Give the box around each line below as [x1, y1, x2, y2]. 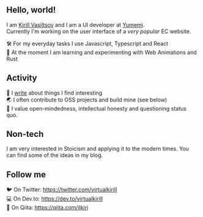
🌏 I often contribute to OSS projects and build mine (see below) [6, 96, 168, 103]
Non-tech [6, 129, 44, 139]
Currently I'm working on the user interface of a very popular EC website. [6, 28, 191, 35]
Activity [6, 73, 38, 83]
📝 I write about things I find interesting [6, 89, 103, 97]
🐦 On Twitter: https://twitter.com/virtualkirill [6, 186, 117, 193]
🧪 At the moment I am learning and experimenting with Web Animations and [6, 48, 197, 56]
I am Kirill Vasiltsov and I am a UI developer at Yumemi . [6, 21, 145, 28]
